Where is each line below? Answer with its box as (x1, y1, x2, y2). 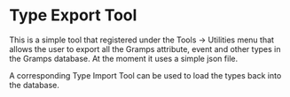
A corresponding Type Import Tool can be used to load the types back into (9, 70, 282, 80)
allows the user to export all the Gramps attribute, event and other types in (9, 43, 281, 54)
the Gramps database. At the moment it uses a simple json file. (9, 53, 238, 63)
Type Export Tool (9, 5, 137, 26)
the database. (9, 79, 60, 90)
